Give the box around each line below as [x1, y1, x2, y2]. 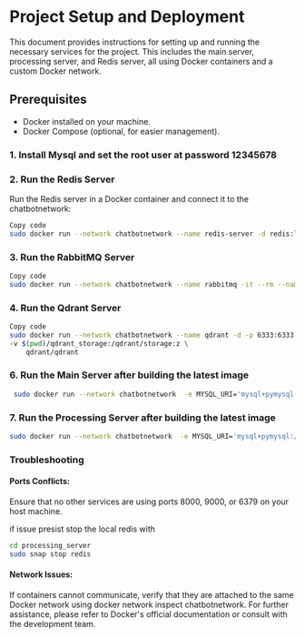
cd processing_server [9, 542, 92, 551]
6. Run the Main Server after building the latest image [9, 369, 250, 381]
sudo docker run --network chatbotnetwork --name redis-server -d [9, 229, 266, 238]
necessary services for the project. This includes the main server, [9, 46, 255, 56]
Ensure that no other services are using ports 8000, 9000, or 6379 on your [9, 496, 289, 507]
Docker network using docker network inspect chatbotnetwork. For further [9, 599, 289, 610]
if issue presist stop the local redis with [9, 523, 156, 534]
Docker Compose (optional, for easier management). [22, 126, 221, 137]
